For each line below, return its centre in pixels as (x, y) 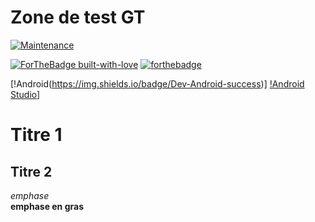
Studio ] (25, 94)
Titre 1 (36, 135)
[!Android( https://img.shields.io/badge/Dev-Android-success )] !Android (157, 83)
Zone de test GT (78, 17)
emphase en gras (47, 206)
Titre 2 (31, 171)
